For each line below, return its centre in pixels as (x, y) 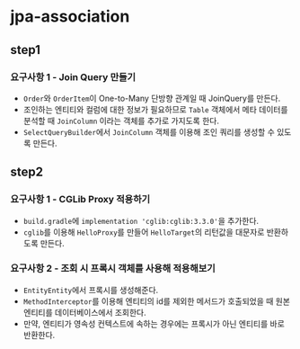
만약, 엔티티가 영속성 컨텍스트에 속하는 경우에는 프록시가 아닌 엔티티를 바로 (154, 323)
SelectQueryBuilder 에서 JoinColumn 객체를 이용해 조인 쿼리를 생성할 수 (149, 131)
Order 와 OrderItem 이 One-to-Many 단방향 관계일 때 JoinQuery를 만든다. (152, 98)
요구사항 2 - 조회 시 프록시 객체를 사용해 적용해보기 (113, 269)
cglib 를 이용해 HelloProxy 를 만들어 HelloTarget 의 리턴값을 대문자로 (144, 232)
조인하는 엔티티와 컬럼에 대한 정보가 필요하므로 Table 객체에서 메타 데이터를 (155, 109)
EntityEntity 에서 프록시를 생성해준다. (91, 290)
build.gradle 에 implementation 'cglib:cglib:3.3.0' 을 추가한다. (141, 220)
